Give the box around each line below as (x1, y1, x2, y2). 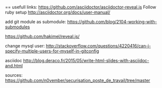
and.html (5, 63, 23, 68)
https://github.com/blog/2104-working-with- (67, 19, 157, 24)
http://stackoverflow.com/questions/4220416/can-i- (46, 43, 151, 48)
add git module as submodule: (5, 19, 66, 24)
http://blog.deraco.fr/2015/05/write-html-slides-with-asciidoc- (23, 58, 149, 63)
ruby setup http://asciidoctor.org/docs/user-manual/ (5, 9, 111, 15)
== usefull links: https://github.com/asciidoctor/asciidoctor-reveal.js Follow (5, 4, 157, 10)
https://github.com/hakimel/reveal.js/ (5, 34, 80, 39)
